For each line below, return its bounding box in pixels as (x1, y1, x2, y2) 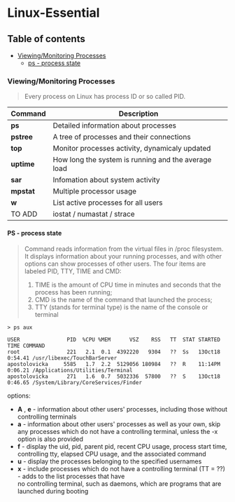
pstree (10, 132, 34, 142)
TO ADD (10, 209, 38, 219)
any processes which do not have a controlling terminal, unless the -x (17, 427, 218, 435)
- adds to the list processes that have (17, 472, 125, 480)
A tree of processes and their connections (52, 132, 191, 142)
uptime (10, 159, 35, 169)
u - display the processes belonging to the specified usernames (17, 457, 202, 466)
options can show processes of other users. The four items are (24, 259, 206, 268)
